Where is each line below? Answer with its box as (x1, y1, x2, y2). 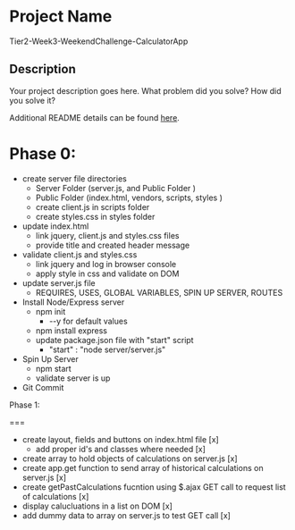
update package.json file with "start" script (35, 334, 194, 345)
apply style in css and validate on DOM (35, 268, 180, 279)
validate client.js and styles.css (21, 248, 138, 260)
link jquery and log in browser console (35, 258, 177, 269)
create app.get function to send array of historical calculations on (21, 462, 264, 473)
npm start (35, 363, 72, 374)
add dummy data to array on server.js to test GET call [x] (21, 509, 231, 520)
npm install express (35, 324, 107, 336)
